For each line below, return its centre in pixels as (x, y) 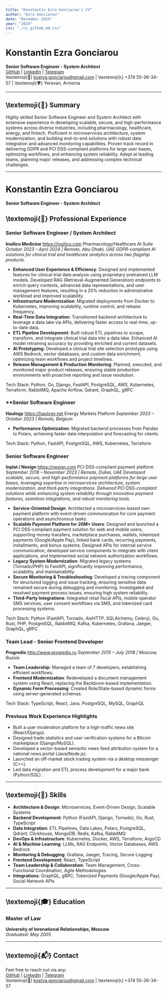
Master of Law (23, 918)
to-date (21, 327)
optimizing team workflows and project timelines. (63, 359)
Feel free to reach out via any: (36, 970)
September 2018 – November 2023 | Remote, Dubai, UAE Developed (75, 472)
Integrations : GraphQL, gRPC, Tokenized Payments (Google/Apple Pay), (86, 876)
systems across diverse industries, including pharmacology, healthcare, (79, 128)
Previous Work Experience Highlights (52, 716)
